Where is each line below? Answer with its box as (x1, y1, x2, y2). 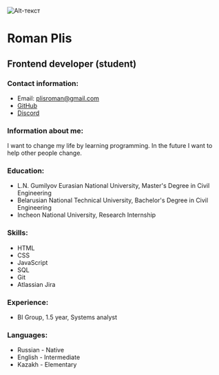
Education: (7, 166, 45, 175)
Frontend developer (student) (7, 58, 136, 69)
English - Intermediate (17, 353, 81, 361)
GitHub (17, 101, 38, 109)
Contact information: (7, 78, 79, 88)
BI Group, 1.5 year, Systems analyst (17, 313, 117, 321)
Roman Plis (7, 31, 72, 46)
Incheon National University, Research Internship (17, 211, 156, 219)
